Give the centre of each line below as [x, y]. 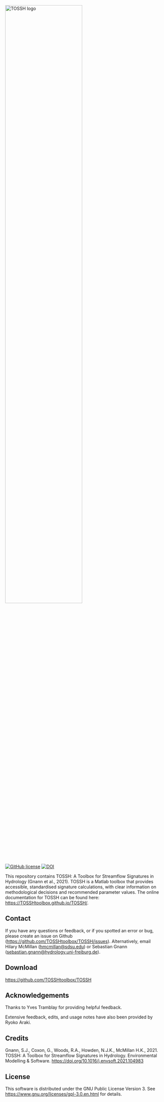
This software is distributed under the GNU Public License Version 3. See [80, 1089]
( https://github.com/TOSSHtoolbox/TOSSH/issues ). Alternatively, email [78, 941]
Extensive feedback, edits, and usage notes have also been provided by [79, 1017]
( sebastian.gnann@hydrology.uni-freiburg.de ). [53, 952]
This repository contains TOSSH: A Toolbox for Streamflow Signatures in [80, 876]
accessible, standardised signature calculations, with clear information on [81, 887]
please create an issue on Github [39, 936]
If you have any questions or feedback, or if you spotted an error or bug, [80, 930]
